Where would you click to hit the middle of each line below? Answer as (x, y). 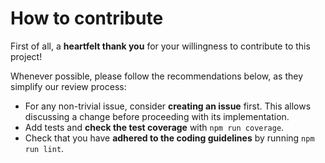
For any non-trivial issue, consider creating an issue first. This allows (168, 106)
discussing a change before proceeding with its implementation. (157, 116)
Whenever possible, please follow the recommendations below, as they (157, 76)
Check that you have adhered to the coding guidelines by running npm (169, 138)
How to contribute (87, 18)
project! (26, 56)
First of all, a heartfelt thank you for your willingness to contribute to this (160, 46)
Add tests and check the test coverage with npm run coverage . (154, 127)
